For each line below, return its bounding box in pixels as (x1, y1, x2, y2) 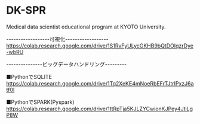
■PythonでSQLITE (6, 73, 53, 80)
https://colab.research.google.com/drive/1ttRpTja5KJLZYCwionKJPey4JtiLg (6, 105, 193, 112)
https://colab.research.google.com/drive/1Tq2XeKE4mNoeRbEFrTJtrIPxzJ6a (6, 80, 194, 87)
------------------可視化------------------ (6, 35, 109, 42)
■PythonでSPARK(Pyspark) (6, 98, 75, 106)
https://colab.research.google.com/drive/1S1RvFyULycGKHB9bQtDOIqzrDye (6, 42, 194, 49)
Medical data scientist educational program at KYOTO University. (6, 23, 166, 30)
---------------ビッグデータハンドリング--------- (6, 61, 127, 68)
